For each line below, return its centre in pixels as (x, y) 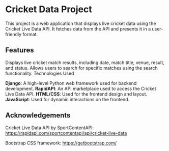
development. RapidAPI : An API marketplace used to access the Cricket (81, 88)
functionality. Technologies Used (40, 73)
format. (30, 34)
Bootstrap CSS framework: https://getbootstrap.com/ (61, 143)
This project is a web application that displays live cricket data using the (81, 23)
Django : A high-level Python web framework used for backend (71, 83)
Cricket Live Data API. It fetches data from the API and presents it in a (78, 28)
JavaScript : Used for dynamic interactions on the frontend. (67, 99)
